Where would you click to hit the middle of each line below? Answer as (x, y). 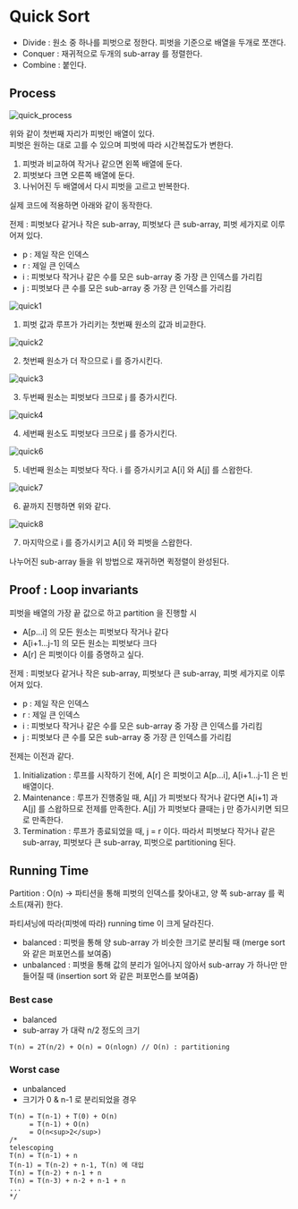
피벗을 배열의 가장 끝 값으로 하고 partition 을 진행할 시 (103, 613)
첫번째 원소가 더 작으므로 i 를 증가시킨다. (92, 361)
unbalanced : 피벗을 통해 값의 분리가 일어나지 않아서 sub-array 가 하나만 (150, 965)
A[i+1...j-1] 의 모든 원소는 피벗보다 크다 (89, 643)
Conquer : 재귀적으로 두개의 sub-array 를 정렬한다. (112, 53)
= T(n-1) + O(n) (60, 1124)
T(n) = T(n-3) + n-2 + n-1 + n (68, 1180)
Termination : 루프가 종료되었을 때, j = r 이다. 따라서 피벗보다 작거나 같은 (149, 830)
